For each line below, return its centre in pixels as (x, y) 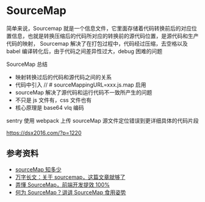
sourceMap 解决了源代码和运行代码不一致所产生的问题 (84, 92)
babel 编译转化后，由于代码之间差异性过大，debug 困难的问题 (85, 51)
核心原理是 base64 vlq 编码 (49, 107)
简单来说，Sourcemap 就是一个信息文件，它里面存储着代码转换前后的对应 (99, 28)
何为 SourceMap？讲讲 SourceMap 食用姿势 (70, 192)
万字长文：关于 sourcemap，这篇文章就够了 (70, 177)
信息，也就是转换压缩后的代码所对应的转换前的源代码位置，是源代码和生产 (105, 36)
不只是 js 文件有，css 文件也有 (53, 100)
